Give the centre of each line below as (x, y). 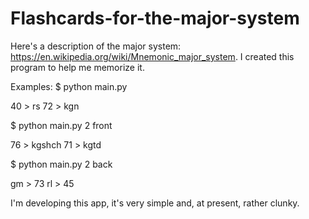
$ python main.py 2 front (61, 125)
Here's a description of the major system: (96, 46)
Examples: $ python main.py (69, 86)
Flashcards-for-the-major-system (155, 18)
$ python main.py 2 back (61, 164)
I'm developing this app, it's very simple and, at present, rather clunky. (155, 203)
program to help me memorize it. (77, 67)
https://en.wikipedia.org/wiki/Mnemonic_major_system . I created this (152, 56)
